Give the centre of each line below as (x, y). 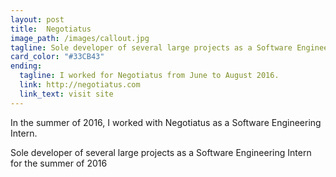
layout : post (37, 19)
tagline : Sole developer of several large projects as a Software (151, 47)
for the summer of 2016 (59, 163)
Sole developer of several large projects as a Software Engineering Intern (161, 152)
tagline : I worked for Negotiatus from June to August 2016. (149, 76)
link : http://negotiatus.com (80, 85)
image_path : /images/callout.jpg (80, 38)
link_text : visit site (66, 94)
